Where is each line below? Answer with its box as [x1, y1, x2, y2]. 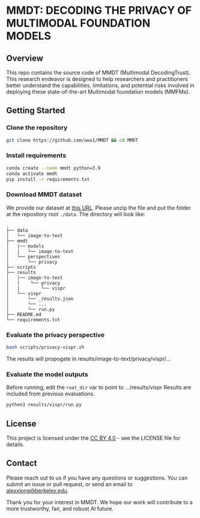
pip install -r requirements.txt [6, 176, 90, 182]
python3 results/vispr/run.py [6, 402, 82, 408]
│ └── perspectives [6, 254, 61, 260]
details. [6, 440, 25, 448]
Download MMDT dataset [6, 190, 82, 199]
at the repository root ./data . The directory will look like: [6, 210, 146, 218]
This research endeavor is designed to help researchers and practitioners [6, 76, 188, 82]
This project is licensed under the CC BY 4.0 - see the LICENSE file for [6, 434, 181, 442]
